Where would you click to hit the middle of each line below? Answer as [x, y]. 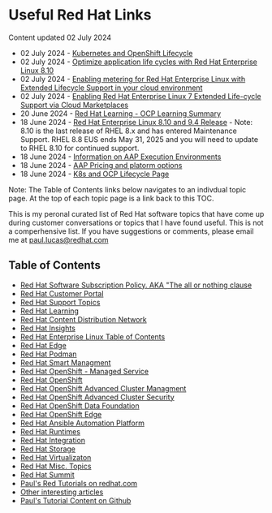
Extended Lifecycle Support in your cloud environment [111, 88]
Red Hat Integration [53, 440]
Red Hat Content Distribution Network [84, 319]
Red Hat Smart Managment [65, 362]
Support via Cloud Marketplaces [74, 105]
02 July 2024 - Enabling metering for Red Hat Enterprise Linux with [133, 79]
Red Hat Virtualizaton [56, 457]
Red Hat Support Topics [60, 302]
